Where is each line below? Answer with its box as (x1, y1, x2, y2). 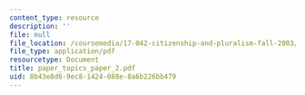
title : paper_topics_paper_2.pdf (9, 64, 136, 73)
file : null (9, 30, 51, 39)
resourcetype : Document (9, 55, 100, 64)
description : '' (9, 22, 71, 31)
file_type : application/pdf (9, 47, 116, 56)
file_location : (9, 38, 67, 48)
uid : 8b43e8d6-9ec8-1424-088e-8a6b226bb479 (9, 72, 177, 81)
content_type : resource (9, 13, 100, 23)
